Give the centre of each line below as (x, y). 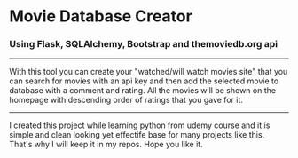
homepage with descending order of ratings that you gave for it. (126, 100)
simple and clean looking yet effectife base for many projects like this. (137, 135)
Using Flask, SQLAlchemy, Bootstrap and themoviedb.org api (143, 44)
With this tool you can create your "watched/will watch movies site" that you (149, 72)
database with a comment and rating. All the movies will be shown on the (143, 91)
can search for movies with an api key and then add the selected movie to (144, 81)
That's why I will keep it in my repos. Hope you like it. (106, 145)
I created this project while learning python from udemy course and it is (140, 125)
